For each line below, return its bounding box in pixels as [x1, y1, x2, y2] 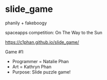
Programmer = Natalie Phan [12, 58, 69, 64]
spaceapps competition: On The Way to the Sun [5, 29, 103, 35]
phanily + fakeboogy [5, 20, 47, 26]
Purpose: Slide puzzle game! [12, 69, 71, 75]
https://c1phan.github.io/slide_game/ [5, 39, 79, 45]
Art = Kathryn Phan [12, 64, 52, 70]
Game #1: [5, 49, 25, 55]
